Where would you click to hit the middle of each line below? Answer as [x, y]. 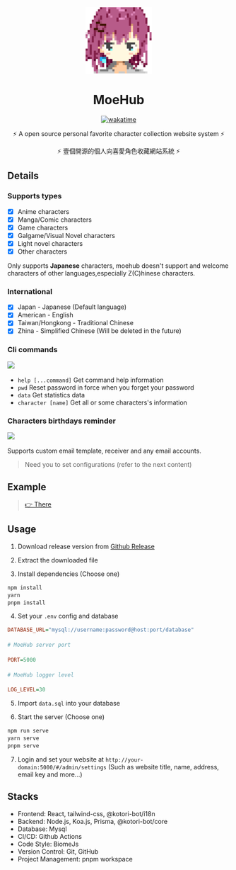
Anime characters [43, 211]
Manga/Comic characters [54, 220]
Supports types [35, 196]
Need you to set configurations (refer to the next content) [108, 465]
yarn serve [23, 739]
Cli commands [33, 350]
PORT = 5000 [22, 660]
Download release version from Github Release [86, 546]
